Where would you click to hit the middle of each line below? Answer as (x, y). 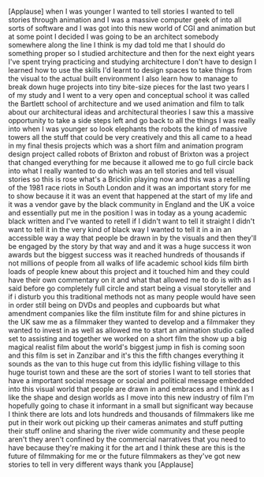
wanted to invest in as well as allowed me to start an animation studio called (131, 330)
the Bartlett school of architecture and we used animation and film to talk (126, 103)
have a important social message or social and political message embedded (131, 381)
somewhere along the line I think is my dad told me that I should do (117, 45)
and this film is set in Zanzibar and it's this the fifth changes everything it (126, 355)
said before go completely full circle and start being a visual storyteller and (130, 288)
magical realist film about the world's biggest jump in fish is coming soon (127, 347)
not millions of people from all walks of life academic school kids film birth (128, 263)
